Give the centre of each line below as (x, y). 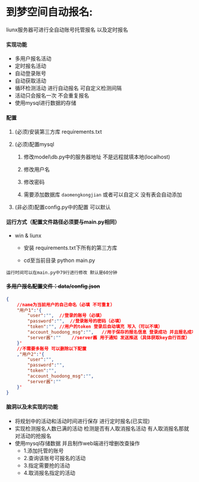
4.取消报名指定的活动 (49, 473)
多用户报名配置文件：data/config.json (53, 286)
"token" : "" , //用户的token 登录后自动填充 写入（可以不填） (95, 327)
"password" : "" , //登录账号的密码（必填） (76, 321)
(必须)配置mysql (34, 144)
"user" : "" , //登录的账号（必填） (66, 316)
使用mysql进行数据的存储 (46, 103)
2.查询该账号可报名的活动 (54, 458)
